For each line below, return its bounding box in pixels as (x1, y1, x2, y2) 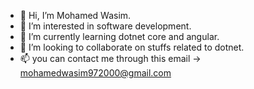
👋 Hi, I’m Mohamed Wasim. (19, 10, 132, 21)
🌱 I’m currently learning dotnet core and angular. (19, 31, 220, 42)
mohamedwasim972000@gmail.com (19, 67, 172, 79)
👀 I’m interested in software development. (19, 20, 192, 32)
